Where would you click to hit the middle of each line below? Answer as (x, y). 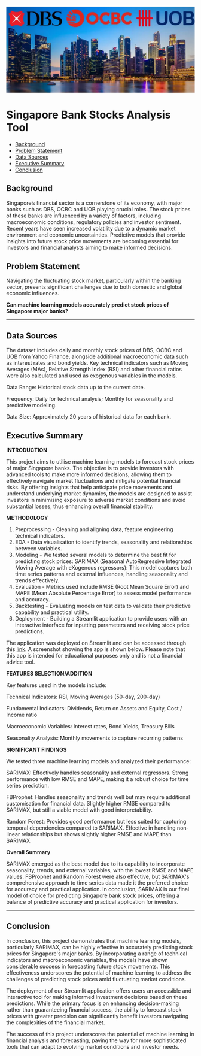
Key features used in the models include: (56, 685)
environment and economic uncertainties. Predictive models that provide (96, 235)
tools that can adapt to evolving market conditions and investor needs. (93, 1046)
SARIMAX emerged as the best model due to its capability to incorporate (96, 864)
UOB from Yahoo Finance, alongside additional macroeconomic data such (97, 356)
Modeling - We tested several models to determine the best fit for (95, 555)
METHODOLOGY (27, 518)
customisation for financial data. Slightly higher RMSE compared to (89, 804)
